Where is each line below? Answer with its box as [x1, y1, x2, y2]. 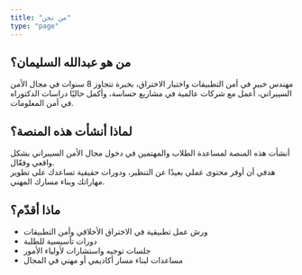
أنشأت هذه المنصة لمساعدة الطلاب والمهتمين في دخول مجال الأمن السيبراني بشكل [10, 147, 290, 158]
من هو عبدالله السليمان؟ [10, 55, 132, 70]
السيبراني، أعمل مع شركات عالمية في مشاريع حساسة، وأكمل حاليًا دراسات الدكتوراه [10, 88, 292, 99]
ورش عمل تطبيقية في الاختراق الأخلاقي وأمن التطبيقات [23, 226, 208, 236]
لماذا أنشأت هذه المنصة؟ [10, 123, 133, 139]
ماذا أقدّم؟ [10, 202, 61, 217]
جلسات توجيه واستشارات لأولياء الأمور [23, 244, 151, 256]
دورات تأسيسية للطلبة [23, 235, 97, 246]
